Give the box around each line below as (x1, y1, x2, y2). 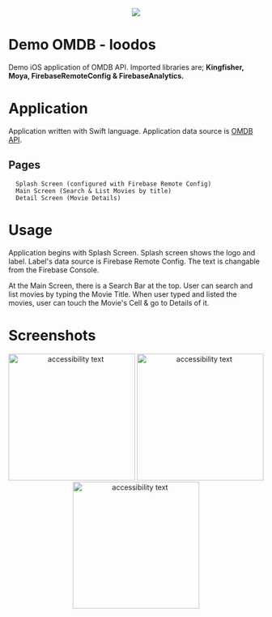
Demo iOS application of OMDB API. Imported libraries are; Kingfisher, (8, 62, 244, 72)
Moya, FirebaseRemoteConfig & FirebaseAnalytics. (8, 71, 185, 80)
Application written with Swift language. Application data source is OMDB (8, 126, 253, 135)
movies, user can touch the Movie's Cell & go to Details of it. (8, 298, 210, 307)
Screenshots (8, 326, 96, 345)
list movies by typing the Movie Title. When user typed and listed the (8, 289, 237, 299)
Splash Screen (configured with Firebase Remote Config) (15, 179, 212, 188)
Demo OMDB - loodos (8, 36, 156, 54)
